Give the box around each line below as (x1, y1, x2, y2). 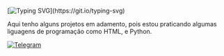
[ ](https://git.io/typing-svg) (7, 7, 125, 15)
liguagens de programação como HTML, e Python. (7, 28, 152, 35)
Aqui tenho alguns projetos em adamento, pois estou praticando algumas (7, 20, 217, 28)
